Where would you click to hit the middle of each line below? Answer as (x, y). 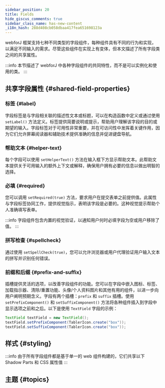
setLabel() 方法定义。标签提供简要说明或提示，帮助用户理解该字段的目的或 (81, 122)
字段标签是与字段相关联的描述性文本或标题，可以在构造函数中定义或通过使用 (82, 115)
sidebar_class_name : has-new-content (44, 23)
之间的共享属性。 (22, 55)
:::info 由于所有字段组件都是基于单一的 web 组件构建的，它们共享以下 (75, 356)
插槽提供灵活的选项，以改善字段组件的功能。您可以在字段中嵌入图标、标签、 (82, 284)
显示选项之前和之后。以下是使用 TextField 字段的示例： (61, 308)
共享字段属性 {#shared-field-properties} (68, 88)
